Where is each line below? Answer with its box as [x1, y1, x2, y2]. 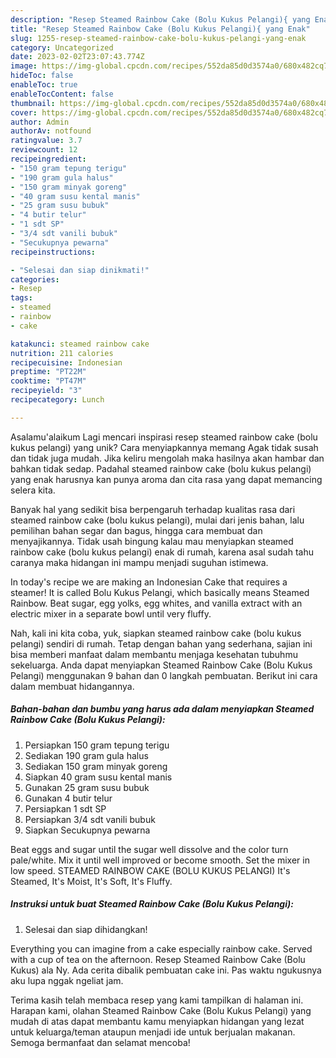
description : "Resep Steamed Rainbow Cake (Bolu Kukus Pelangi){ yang [10, 14, 311, 25]
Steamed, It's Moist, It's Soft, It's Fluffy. [10, 875, 173, 887]
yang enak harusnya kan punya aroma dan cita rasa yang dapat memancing [10, 473, 323, 485]
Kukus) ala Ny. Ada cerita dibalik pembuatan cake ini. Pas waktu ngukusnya [10, 964, 322, 976]
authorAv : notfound [10, 126, 92, 136]
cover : [10, 107, 38, 118]
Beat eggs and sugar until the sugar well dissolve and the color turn [10, 843, 289, 855]
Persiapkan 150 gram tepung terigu [24, 739, 170, 751]
